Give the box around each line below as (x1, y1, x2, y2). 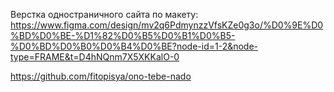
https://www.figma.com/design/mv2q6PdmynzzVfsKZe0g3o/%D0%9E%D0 (10, 19, 324, 31)
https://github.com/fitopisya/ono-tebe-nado (10, 70, 192, 82)
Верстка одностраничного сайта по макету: (10, 9, 199, 20)
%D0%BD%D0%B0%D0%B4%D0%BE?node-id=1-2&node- (10, 40, 259, 52)
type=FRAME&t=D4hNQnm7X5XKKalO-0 (10, 51, 180, 63)
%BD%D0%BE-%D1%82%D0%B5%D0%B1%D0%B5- (10, 30, 236, 41)
